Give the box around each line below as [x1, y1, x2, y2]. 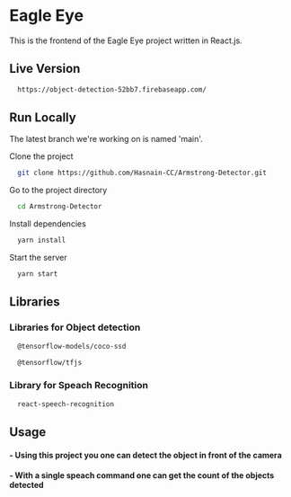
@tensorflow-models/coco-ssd [17, 342, 127, 351]
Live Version [9, 61, 81, 76]
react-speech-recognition [17, 399, 115, 409]
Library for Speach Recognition [9, 379, 148, 392]
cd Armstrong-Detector [17, 202, 102, 211]
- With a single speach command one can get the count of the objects [9, 470, 275, 481]
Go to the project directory [9, 185, 108, 196]
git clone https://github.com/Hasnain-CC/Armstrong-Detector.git [17, 168, 268, 178]
